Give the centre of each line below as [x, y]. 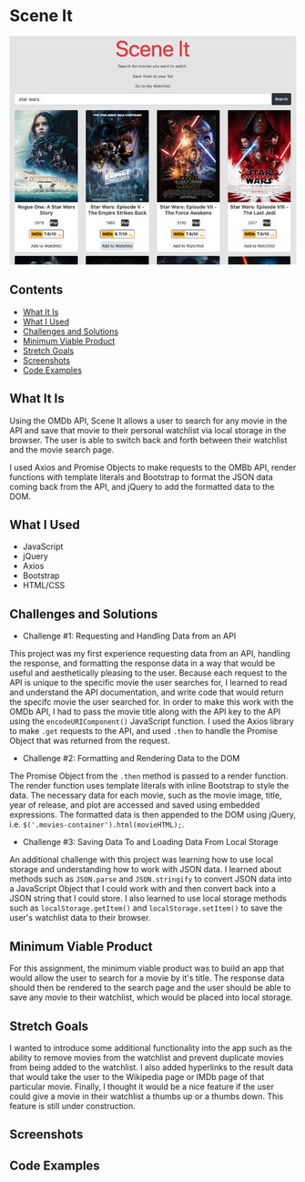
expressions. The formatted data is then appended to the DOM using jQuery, [153, 815]
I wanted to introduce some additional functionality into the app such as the [151, 1047]
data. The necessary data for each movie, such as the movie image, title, [146, 795]
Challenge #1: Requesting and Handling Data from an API [129, 636]
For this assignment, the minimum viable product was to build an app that [147, 968]
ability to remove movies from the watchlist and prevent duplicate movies [147, 1057]
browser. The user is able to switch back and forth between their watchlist [148, 440]
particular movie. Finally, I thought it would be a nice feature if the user [142, 1086]
